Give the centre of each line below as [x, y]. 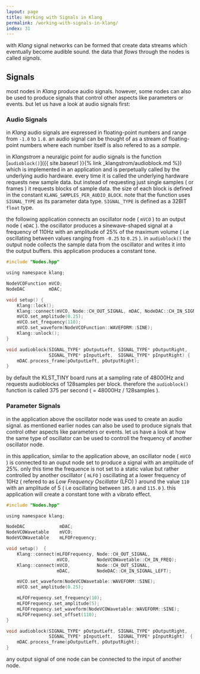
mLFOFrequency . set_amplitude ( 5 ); [58, 604]
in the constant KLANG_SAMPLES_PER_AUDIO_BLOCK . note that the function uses [98, 195]
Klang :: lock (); [36, 306]
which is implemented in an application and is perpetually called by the [93, 170]
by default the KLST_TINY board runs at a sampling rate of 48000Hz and [95, 378]
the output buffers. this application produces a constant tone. [81, 251]
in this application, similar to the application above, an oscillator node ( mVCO [99, 456]
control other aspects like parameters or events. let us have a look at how [96, 432]
